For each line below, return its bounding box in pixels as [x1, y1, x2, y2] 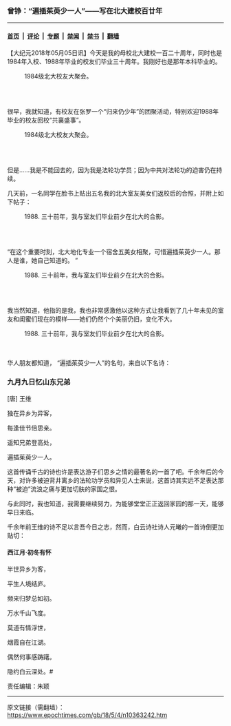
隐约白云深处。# [7, 667, 54, 676]
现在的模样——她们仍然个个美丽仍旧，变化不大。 [36, 315, 176, 323]
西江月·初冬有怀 [7, 548, 52, 557]
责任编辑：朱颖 [7, 682, 49, 690]
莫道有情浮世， [7, 623, 49, 632]
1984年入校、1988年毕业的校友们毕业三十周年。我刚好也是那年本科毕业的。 [7, 57, 221, 65]
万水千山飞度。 [7, 609, 49, 617]
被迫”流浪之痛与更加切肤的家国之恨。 [16, 484, 122, 493]
